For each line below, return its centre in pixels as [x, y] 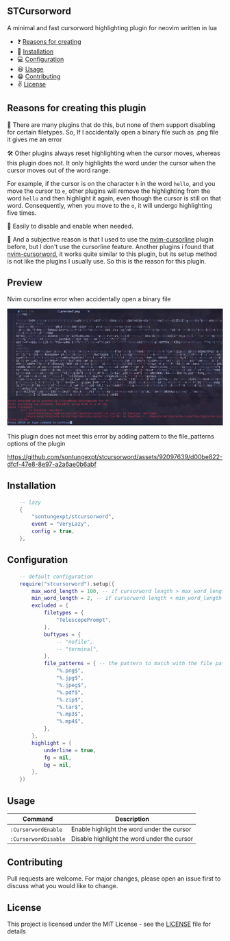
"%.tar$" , [70, 707]
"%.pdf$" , [70, 693]
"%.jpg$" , [70, 678]
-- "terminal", [77, 649]
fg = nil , [57, 758]
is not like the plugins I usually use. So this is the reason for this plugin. [107, 261]
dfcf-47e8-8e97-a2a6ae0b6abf [52, 464]
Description [132, 819]
